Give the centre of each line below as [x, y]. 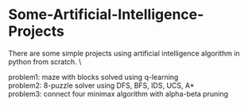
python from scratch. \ [45, 62]
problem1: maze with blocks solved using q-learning [93, 77]
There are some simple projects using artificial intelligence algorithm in [124, 53]
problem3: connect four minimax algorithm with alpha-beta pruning [118, 93]
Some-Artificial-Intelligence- [106, 15]
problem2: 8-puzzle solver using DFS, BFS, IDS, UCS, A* [101, 85]
